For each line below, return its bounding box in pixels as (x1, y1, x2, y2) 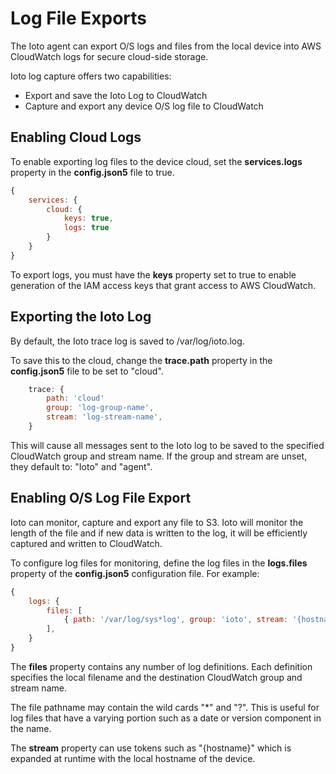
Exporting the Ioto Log (10, 308, 152, 326)
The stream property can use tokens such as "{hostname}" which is (10, 742, 292, 754)
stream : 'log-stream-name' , (46, 412, 163, 422)
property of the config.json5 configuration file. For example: (10, 567, 260, 579)
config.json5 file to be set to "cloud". (10, 365, 164, 377)
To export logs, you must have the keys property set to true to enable (10, 268, 297, 281)
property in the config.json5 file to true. (10, 166, 175, 178)
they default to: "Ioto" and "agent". (10, 460, 153, 472)
